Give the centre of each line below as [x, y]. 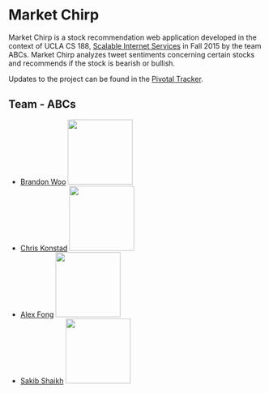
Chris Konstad [44, 248]
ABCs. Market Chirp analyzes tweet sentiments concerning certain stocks [132, 54]
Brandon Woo [43, 182]
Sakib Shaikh [42, 380]
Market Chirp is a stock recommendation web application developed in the [132, 37]
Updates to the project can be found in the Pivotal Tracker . [106, 79]
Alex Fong [37, 314]
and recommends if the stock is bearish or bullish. [92, 63]
